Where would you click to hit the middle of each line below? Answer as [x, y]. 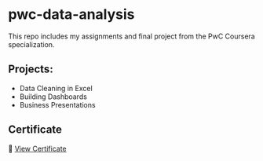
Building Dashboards [53, 97]
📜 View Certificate [37, 148]
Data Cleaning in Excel [56, 88]
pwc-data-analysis [71, 15]
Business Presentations [57, 104]
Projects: [31, 70]
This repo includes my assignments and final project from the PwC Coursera [131, 36]
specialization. [31, 44]
